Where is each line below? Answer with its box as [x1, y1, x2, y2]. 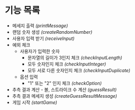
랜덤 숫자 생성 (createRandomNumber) [12, 29, 93, 35]
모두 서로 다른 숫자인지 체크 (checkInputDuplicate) [27, 67, 131, 73]
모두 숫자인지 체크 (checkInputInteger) [27, 61, 106, 67]
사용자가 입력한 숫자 [19, 48, 60, 54]
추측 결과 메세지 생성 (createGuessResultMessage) [12, 93, 117, 99]
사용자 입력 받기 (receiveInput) [12, 35, 75, 41]
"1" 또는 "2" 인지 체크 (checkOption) [27, 80, 102, 86]
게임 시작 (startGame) [12, 99, 57, 105]
